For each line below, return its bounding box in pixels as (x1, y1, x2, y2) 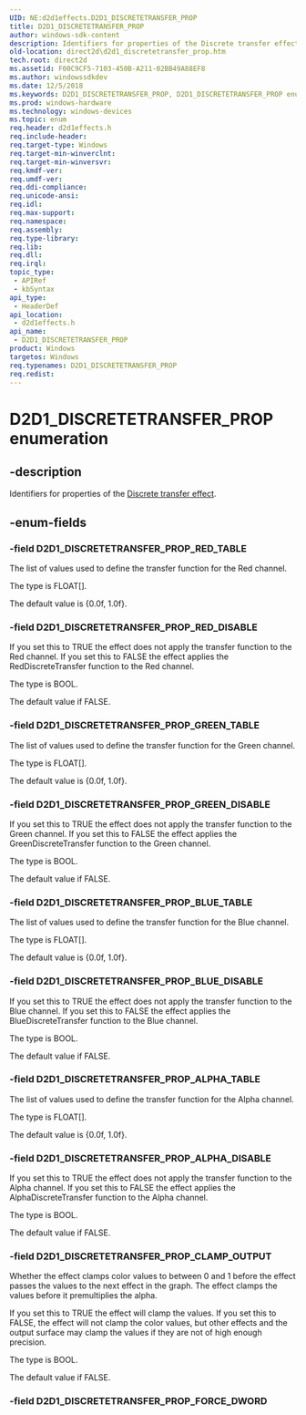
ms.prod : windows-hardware (9, 98, 112, 108)
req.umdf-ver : (9, 174, 64, 183)
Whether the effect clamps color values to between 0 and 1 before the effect (9, 1271, 296, 1282)
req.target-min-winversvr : (9, 157, 112, 167)
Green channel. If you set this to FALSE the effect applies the (9, 828, 238, 839)
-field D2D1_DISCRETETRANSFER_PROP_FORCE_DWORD (9, 1395, 268, 1408)
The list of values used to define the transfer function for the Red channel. (9, 563, 288, 574)
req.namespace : (9, 216, 67, 226)
